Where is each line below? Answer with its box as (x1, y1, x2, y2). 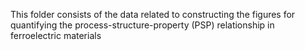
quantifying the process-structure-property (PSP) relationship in (10, 19, 275, 31)
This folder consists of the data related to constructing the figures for (10, 9, 296, 20)
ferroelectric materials (10, 30, 102, 41)
